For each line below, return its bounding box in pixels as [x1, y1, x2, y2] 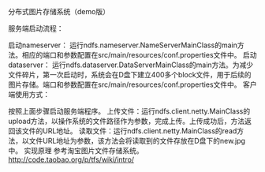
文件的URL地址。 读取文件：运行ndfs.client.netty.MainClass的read [21, 126, 237, 136]
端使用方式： [8, 90, 50, 99]
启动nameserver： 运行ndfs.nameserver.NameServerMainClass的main [8, 40, 238, 50]
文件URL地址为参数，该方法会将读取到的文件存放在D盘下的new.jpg [28, 136, 246, 145]
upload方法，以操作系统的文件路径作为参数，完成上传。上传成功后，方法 [8, 117, 245, 125]
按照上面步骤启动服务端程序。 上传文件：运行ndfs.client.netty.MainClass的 [8, 107, 251, 116]
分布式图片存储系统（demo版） [8, 7, 110, 16]
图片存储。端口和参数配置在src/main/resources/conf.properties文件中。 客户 [8, 80, 257, 89]
